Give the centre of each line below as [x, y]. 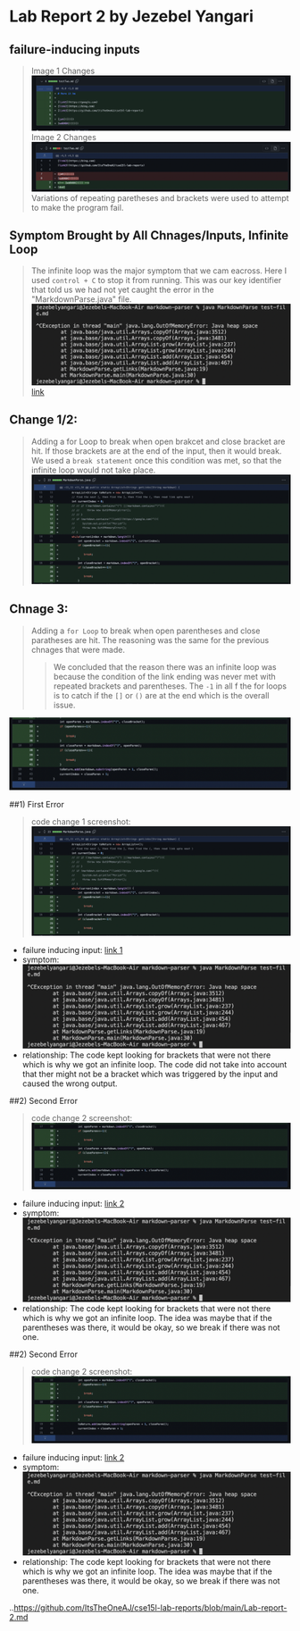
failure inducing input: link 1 [72, 950]
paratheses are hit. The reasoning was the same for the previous [150, 640]
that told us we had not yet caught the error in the [122, 290]
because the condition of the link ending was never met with [165, 676]
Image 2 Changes [63, 138]
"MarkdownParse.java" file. [81, 299]
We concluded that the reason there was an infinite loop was [165, 666]
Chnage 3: [39, 609]
